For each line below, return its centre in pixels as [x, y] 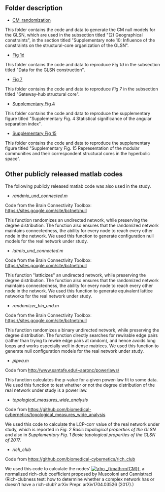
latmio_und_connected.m [38, 250]
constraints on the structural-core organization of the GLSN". [67, 45]
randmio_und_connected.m [40, 196]
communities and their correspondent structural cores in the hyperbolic [78, 153]
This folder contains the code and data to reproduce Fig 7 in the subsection [82, 89]
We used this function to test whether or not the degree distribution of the [80, 385]
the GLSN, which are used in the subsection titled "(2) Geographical [74, 35]
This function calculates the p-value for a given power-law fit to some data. [82, 379]
